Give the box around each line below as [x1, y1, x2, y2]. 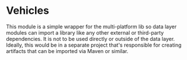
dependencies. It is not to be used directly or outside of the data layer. [6, 35, 175, 42]
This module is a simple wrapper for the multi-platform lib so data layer [6, 23, 177, 30]
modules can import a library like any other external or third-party [6, 29, 164, 36]
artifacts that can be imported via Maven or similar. [6, 47, 129, 54]
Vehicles [6, 4, 50, 17]
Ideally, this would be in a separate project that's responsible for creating [6, 42, 182, 48]
